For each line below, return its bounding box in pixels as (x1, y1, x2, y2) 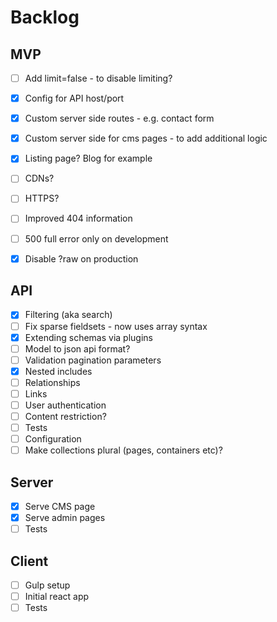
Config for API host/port (24, 92, 125, 105)
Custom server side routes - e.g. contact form (24, 112, 215, 125)
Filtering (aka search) (24, 309, 113, 321)
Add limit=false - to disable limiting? (24, 72, 173, 84)
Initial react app (24, 591, 90, 603)
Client (10, 552, 49, 570)
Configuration (24, 433, 82, 445)
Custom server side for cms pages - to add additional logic (24, 132, 268, 145)
